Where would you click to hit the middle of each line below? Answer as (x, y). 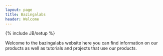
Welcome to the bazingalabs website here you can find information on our (81, 43)
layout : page (19, 10)
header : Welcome (22, 19)
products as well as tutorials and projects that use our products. (71, 48)
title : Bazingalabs (26, 14)
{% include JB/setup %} (30, 33)
